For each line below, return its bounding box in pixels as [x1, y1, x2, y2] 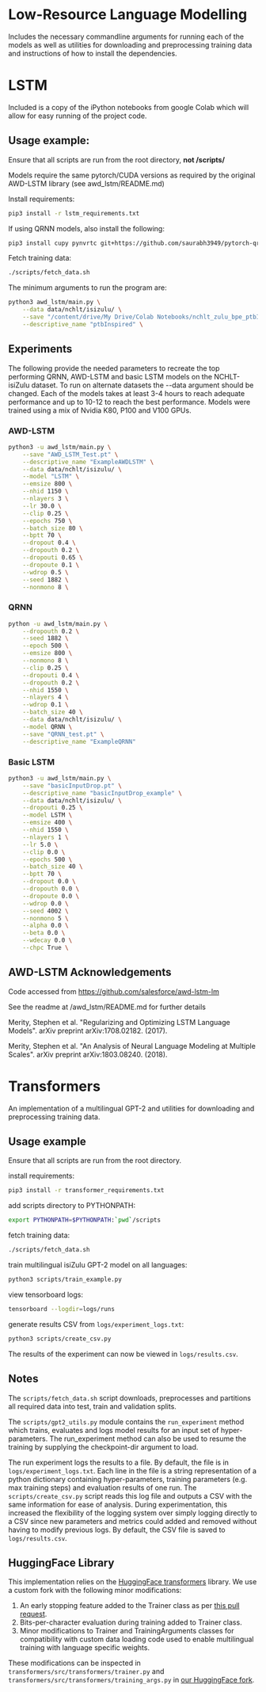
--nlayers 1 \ [22, 833, 69, 841]
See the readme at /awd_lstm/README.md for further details [8, 1002, 206, 1012]
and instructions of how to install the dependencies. [8, 48, 177, 58]
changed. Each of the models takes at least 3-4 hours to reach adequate [8, 388, 245, 398]
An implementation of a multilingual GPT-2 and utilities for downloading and [8, 1103, 255, 1113]
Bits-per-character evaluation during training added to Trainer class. [19, 1618, 243, 1627]
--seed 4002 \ [22, 907, 69, 915]
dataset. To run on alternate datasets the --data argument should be [31, 380, 254, 390]
